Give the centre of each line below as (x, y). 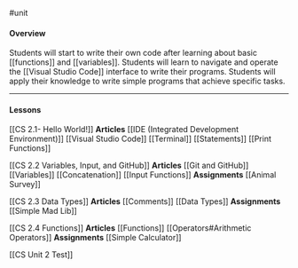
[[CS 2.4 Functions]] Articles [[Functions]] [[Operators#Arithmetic (130, 228)
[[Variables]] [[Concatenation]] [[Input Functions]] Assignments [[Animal (143, 175)
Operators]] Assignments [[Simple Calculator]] (95, 238)
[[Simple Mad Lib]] (43, 211)
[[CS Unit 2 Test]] (41, 255)
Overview (27, 33)
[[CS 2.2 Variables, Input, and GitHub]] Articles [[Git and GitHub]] (129, 166)
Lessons (25, 109)
